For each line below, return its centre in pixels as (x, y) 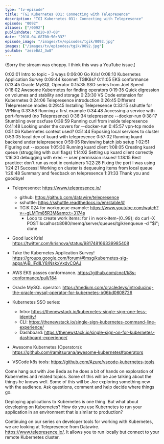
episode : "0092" (22, 23)
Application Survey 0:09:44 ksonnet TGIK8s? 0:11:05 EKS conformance (77, 79)
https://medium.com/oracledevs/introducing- (108, 287)
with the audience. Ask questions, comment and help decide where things (80, 387)
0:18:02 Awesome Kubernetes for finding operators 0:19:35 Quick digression (82, 90)
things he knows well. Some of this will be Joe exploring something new (78, 382)
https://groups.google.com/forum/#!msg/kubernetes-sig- (70, 258)
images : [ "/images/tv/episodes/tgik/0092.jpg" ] (55, 46)
